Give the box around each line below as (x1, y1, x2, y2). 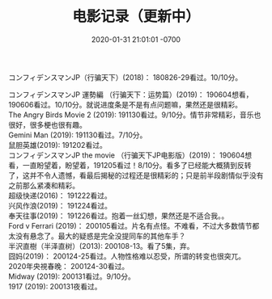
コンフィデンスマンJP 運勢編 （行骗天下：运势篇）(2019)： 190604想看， (8, 90, 253, 99)
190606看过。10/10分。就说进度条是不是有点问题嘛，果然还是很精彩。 (8, 99, 243, 109)
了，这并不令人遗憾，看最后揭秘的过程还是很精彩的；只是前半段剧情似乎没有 (8, 171, 264, 180)
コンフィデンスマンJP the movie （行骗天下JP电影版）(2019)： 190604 (8, 150, 245, 160)
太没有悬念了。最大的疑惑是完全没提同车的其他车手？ (8, 231, 186, 241)
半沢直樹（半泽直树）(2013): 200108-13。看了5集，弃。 (8, 241, 194, 251)
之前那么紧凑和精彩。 (8, 180, 79, 190)
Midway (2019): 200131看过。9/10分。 (8, 272, 135, 281)
